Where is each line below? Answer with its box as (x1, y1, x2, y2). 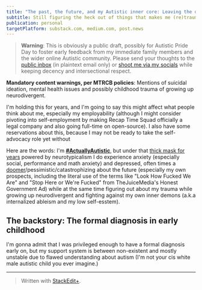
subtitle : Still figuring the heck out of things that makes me (6, 14, 171, 20)
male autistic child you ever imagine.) (6, 260, 99, 267)
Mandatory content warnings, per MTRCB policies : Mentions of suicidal (6, 79, 188, 86)
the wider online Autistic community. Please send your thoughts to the (20, 55, 195, 62)
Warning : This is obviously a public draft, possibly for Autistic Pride (20, 42, 188, 49)
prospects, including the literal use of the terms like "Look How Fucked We (6, 172, 191, 180)
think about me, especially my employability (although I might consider (6, 110, 182, 117)
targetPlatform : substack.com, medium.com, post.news (6, 25, 144, 32)
